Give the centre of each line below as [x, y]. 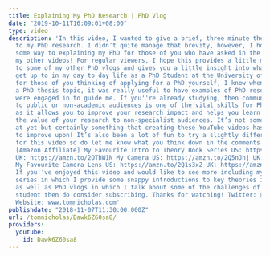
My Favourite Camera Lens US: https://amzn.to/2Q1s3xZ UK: [117, 165]
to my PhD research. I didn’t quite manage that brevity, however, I [134, 46]
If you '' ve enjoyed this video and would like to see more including [134, 173]
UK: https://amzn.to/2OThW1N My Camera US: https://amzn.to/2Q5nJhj [133, 157]
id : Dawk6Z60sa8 [50, 240]
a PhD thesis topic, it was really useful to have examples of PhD [131, 90]
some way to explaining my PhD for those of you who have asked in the [138, 53]
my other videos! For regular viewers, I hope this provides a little [136, 61]
